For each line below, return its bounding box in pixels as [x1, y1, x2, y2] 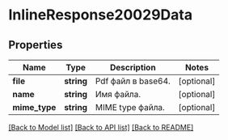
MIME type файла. [95, 102, 166, 112]
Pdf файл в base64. [95, 75, 171, 87]
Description [109, 62, 156, 73]
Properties [8, 38, 63, 52]
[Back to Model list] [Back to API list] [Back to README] [8, 123, 194, 132]
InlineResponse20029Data [8, 6, 192, 24]
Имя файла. [95, 89, 141, 100]
